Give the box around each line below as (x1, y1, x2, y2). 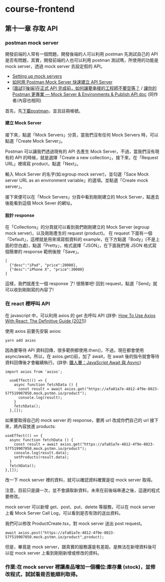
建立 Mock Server (5, 120, 42, 126)
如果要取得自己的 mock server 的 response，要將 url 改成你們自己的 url (5, 417, 149, 423)
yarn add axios (5, 338, 36, 343)
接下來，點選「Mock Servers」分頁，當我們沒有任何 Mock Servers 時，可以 (5, 132, 159, 138)
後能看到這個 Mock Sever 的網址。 (5, 200, 75, 206)
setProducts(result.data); (14, 455, 69, 460)
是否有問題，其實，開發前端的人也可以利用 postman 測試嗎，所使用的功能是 (5, 57, 159, 63)
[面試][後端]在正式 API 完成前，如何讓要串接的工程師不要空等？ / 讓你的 (12, 85, 157, 91)
